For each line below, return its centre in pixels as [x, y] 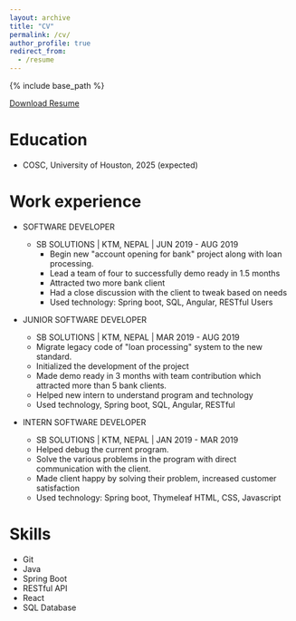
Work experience [76, 202]
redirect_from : [38, 52]
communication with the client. [93, 469]
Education [48, 140]
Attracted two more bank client [107, 283]
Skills [30, 534]
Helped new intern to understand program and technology [144, 394]
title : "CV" [32, 26]
